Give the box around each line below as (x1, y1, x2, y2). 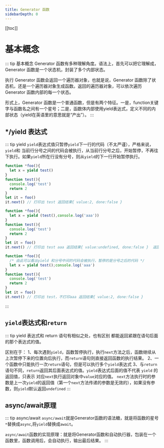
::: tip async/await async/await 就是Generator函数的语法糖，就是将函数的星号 (5, 415, 159, 421)
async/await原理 (5, 401, 57, 409)
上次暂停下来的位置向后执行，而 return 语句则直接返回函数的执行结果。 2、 (5, 355, 155, 361)
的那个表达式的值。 (5, 339, 44, 345)
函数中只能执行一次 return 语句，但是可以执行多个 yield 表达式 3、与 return (9, 361, 158, 367)
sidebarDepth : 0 (5, 12, 38, 17)
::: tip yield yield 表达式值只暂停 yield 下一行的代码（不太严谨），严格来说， (5, 142, 154, 147)
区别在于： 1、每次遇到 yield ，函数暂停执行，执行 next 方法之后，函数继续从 (5, 349, 156, 355)
